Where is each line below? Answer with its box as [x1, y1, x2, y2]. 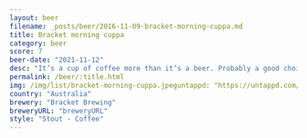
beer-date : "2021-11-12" [9, 55, 104, 64]
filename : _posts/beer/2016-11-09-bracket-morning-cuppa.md [9, 22, 244, 31]
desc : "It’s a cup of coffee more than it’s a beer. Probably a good [9, 64, 281, 74]
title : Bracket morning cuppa [9, 30, 125, 39]
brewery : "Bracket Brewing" [9, 97, 117, 107]
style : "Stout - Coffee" [9, 114, 104, 123]
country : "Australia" [9, 89, 92, 98]
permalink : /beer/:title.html [9, 73, 125, 82]
